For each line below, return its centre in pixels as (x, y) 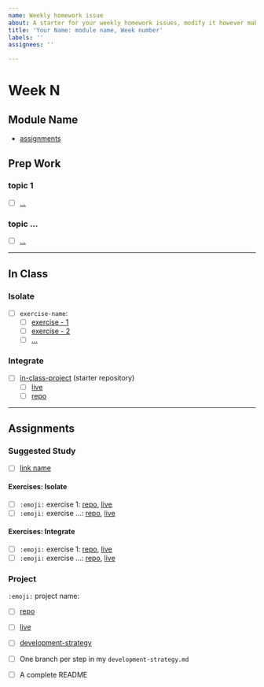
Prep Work (35, 163)
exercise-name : (44, 313)
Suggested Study (42, 451)
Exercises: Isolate (38, 486)
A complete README (53, 674)
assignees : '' (31, 45)
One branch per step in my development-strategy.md (104, 659)
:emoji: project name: (44, 596)
